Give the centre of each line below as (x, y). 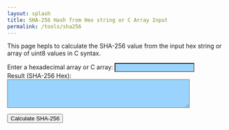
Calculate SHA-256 (35, 119)
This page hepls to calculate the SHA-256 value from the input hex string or (114, 46)
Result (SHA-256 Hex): (39, 76)
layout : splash (29, 13)
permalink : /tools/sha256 (44, 26)
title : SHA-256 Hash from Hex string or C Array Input (88, 20)
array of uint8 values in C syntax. (54, 53)
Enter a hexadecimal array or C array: (60, 67)
